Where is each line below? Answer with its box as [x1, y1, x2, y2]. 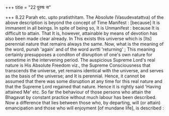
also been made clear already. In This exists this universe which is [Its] [5, 36, 152, 42]
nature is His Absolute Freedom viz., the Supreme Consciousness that [5, 62, 151, 68]
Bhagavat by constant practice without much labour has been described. [5, 94, 157, 100]
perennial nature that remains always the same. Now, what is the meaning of [5, 41, 164, 47]
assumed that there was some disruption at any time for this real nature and [5, 78, 162, 84]
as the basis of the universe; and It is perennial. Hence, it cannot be [5, 73, 145, 79]
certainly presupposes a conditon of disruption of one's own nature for [5, 52, 153, 57]
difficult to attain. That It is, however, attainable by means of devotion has [5, 30, 158, 36]
